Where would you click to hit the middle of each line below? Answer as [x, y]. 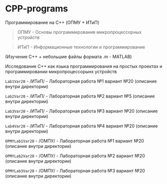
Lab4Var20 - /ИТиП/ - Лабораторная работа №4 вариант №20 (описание [82, 126]
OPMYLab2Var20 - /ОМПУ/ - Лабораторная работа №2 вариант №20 [75, 156]
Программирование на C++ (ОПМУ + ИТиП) [52, 22]
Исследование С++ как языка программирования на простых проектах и [84, 66]
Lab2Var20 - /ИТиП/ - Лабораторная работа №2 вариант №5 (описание [80, 96]
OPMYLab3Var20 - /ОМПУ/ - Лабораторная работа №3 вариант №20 [75, 171]
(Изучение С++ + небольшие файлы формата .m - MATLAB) [69, 56]
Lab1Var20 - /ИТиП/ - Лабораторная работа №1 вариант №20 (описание [81, 81]
